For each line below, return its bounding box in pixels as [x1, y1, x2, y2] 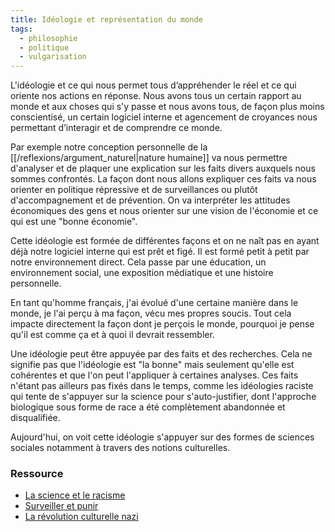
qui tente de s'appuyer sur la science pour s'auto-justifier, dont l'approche [10, 391, 317, 403]
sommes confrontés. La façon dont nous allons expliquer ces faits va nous [10, 173, 317, 185]
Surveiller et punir [24, 500, 99, 512]
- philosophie [19, 33, 78, 43]
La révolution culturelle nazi [24, 511, 139, 523]
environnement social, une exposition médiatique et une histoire [10, 267, 274, 279]
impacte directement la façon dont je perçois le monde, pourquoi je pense [10, 318, 315, 330]
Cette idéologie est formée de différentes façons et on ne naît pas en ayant [10, 235, 320, 247]
